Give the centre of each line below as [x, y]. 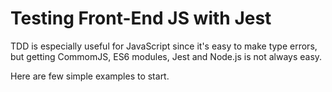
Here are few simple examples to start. [90, 76]
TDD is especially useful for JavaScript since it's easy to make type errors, [164, 46]
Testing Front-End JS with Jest [141, 18]
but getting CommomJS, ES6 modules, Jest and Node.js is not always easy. [166, 56]
